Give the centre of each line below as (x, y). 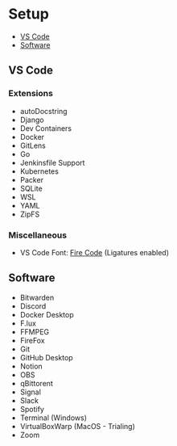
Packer (32, 179)
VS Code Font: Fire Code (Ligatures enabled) (95, 252)
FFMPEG (35, 331)
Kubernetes (39, 171)
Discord (33, 306)
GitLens (33, 145)
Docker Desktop (47, 314)
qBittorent (37, 383)
